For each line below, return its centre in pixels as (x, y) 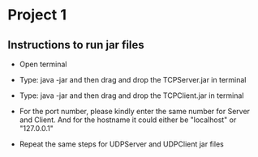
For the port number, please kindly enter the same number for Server (135, 111)
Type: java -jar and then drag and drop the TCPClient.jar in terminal (131, 95)
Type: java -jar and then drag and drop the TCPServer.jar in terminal (133, 80)
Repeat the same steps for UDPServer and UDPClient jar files (121, 144)
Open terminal (43, 64)
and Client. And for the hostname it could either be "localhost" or (128, 120)
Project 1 (37, 15)
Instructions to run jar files (76, 45)
